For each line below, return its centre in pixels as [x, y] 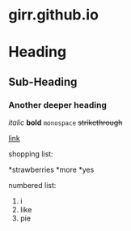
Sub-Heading [43, 81]
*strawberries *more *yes [51, 170]
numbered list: [32, 186]
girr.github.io [54, 15]
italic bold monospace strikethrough [65, 122]
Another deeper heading [58, 105]
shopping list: [31, 154]
